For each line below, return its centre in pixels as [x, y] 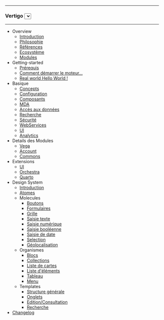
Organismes [31, 250]
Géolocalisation [42, 245]
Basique [20, 83]
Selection [36, 240]
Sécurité [28, 120]
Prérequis [29, 68]
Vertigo [14, 16]
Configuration [33, 94]
